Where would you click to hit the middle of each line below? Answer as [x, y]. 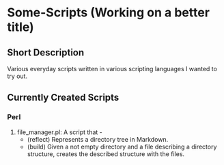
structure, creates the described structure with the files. [106, 154]
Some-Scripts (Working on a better [109, 13]
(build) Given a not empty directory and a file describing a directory [122, 147]
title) [20, 27]
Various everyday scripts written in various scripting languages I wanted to [112, 69]
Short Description [46, 52]
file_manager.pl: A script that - [59, 132]
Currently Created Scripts [63, 98]
